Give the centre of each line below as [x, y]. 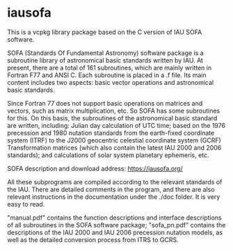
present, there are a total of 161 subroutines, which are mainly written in [110, 67]
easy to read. [26, 204]
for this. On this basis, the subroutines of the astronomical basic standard [112, 118]
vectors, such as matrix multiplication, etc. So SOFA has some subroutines [114, 111]
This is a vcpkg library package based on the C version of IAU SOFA [105, 32]
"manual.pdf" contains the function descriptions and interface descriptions [114, 218]
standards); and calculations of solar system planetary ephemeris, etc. [109, 155]
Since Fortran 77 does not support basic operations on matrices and [105, 103]
